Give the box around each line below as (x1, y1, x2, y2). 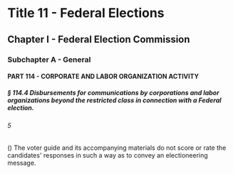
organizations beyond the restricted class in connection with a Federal (7, 96, 222, 104)
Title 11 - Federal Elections (7, 5, 165, 21)
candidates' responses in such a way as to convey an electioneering (7, 151, 208, 159)
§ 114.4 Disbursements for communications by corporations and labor (7, 88, 219, 97)
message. (7, 158, 36, 167)
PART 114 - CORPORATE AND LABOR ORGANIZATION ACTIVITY (7, 72, 200, 81)
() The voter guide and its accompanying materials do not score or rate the (7, 143, 227, 152)
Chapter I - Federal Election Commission (7, 33, 190, 45)
